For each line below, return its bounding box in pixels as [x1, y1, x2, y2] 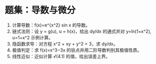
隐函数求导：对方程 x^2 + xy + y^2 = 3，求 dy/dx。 [12, 40, 118, 46]
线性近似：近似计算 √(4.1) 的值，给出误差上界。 [12, 53, 111, 59]
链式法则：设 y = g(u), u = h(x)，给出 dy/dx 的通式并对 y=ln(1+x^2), [12, 28, 152, 34]
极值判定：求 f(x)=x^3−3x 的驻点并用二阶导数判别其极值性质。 [12, 47, 142, 53]
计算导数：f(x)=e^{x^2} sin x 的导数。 [12, 22, 90, 28]
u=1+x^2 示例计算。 [12, 34, 54, 40]
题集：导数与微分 [5, 4, 76, 16]
